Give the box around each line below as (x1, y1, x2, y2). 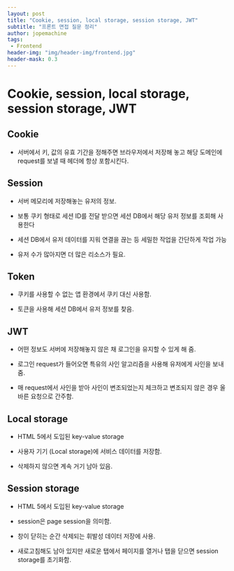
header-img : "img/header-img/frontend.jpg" (7, 50, 136, 57)
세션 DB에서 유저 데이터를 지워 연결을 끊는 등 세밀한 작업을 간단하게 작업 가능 (17, 235, 227, 243)
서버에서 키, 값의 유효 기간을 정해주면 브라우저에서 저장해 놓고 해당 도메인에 (17, 147, 223, 156)
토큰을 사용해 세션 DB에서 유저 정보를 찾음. (17, 305, 134, 313)
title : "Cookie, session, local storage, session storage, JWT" (7, 17, 198, 24)
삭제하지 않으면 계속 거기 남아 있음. (17, 462, 113, 470)
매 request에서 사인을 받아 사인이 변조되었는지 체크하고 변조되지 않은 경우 (17, 384, 219, 392)
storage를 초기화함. (17, 555, 72, 563)
